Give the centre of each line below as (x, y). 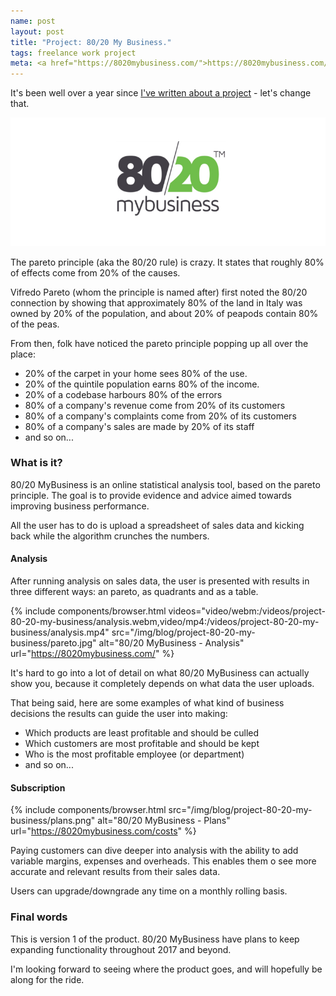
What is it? (36, 463)
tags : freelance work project (73, 53)
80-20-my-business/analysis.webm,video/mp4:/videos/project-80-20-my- (165, 621)
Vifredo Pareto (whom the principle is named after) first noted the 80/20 (159, 292)
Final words (39, 917)
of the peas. (35, 324)
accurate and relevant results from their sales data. (115, 872)
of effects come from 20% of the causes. (95, 272)
